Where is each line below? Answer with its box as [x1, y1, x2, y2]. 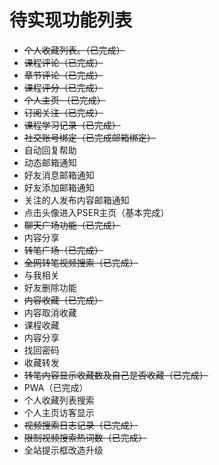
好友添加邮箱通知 [23, 181, 95, 193]
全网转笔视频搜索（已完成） [23, 256, 139, 268]
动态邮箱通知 [23, 156, 77, 168]
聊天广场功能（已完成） [23, 219, 121, 231]
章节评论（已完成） [23, 69, 104, 81]
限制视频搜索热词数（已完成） [23, 431, 147, 443]
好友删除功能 [23, 281, 77, 293]
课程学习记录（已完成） [23, 119, 121, 131]
